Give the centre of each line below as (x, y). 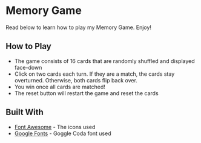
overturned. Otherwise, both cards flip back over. (76, 80)
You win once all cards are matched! (60, 87)
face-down (28, 67)
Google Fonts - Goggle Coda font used (63, 133)
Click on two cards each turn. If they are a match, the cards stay (94, 74)
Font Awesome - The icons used (55, 127)
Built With (25, 112)
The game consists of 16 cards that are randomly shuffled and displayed (104, 61)
